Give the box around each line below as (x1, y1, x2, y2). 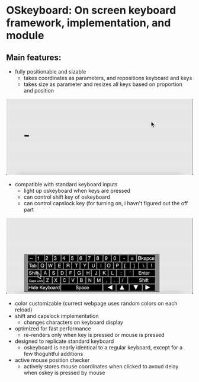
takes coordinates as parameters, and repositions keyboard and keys (23, 75, 192, 81)
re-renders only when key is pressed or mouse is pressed (23, 331, 165, 338)
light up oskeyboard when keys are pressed (23, 187, 130, 194)
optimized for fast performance (14, 324, 92, 332)
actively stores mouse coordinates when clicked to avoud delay (23, 362, 179, 370)
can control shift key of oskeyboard (23, 193, 111, 200)
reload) (14, 306, 33, 313)
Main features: (6, 52, 62, 62)
